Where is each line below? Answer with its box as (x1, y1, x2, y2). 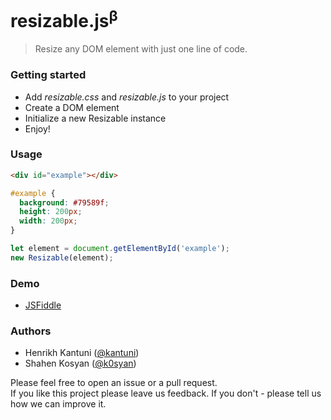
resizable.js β (10, 6, 118, 33)
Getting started (10, 68, 87, 82)
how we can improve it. (10, 398, 107, 410)
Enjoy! (24, 122, 51, 135)
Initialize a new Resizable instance (24, 112, 167, 124)
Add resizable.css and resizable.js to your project (24, 91, 230, 103)
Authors (10, 324, 52, 338)
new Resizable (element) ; (10, 252, 114, 263)
